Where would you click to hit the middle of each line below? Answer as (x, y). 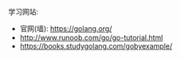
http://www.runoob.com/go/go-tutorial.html (91, 37)
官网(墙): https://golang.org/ (66, 29)
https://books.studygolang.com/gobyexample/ (96, 46)
